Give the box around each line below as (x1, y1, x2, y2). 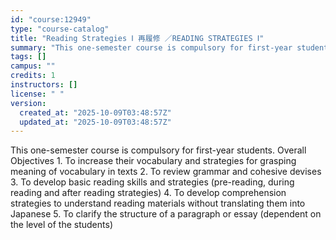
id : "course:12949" (10, 14, 92, 25)
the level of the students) (10, 219, 113, 231)
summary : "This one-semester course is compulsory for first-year (10, 42, 293, 53)
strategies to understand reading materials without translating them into (10, 197, 306, 210)
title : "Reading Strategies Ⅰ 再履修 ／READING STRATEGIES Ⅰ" (10, 33, 265, 43)
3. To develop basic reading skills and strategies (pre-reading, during (10, 176, 295, 188)
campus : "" (10, 61, 56, 71)
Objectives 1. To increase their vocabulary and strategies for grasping (10, 155, 297, 167)
